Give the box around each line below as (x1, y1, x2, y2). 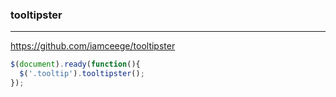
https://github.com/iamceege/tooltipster (10, 40, 176, 52)
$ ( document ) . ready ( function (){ (10, 59, 141, 70)
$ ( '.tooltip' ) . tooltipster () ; (19, 69, 145, 79)
